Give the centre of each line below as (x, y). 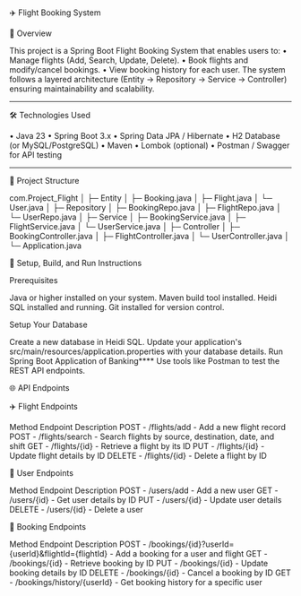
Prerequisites (34, 280)
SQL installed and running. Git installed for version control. (117, 307)
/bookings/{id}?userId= (191, 544)
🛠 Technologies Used (50, 115)
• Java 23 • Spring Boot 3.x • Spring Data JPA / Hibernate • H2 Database (145, 136)
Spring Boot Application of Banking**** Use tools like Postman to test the (145, 361)
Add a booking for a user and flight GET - (191, 553)
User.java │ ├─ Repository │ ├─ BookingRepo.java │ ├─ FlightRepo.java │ (146, 207)
